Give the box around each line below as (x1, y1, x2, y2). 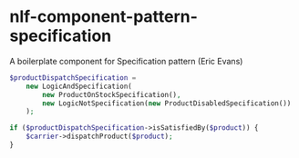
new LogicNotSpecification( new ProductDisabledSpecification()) (42, 98, 292, 108)
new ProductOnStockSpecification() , (42, 90, 181, 99)
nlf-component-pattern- (9, 6, 199, 27)
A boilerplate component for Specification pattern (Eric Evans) (9, 55, 243, 66)
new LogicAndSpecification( (26, 82, 132, 91)
